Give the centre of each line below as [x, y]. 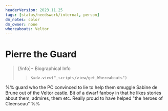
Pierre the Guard [41, 54]
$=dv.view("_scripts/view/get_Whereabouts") [79, 78]
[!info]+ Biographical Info [44, 69]
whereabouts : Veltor [27, 29]
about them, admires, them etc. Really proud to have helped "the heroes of [84, 98]
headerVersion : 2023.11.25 [34, 10]
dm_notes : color [23, 19]
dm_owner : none [22, 24]
